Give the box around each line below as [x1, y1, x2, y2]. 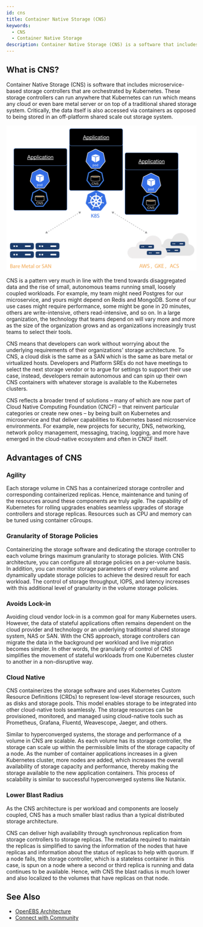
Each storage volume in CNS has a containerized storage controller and [6, 485, 184, 492]
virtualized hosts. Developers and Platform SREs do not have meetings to [6, 359, 188, 366]
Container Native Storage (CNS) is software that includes [6, 80, 149, 88]
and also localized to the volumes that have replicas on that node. [6, 874, 170, 882]
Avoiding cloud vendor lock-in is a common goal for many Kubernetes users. [6, 613, 197, 620]
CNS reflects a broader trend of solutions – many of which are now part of [6, 396, 191, 404]
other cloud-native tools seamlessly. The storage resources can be [6, 706, 173, 713]
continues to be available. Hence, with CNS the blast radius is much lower [6, 868, 190, 875]
